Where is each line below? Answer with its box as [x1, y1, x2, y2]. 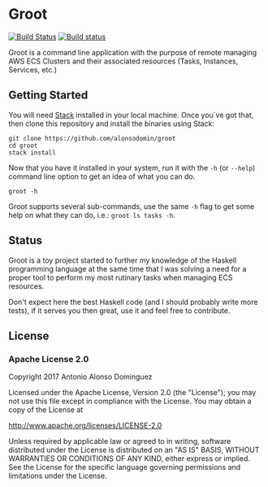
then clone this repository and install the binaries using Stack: [8, 119, 215, 128]
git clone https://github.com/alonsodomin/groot [8, 134, 176, 142]
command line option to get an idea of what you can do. [8, 172, 196, 181]
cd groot [8, 141, 38, 150]
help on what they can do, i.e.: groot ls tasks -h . [8, 210, 176, 220]
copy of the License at [8, 405, 84, 415]
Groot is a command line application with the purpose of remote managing [8, 47, 257, 57]
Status [8, 233, 43, 248]
